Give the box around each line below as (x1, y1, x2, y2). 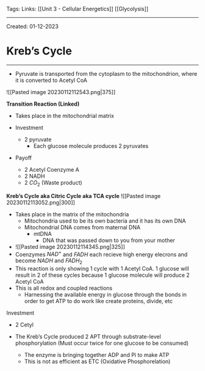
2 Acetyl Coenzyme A (24, 166, 79, 173)
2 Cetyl (15, 321, 34, 329)
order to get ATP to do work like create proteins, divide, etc (24, 298, 173, 305)
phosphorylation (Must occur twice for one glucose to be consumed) (15, 339, 189, 347)
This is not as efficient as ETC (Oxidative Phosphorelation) (24, 358, 171, 365)
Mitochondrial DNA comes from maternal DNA (24, 223, 141, 231)
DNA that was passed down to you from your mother (42, 237, 175, 244)
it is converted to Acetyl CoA (15, 76, 87, 84)
